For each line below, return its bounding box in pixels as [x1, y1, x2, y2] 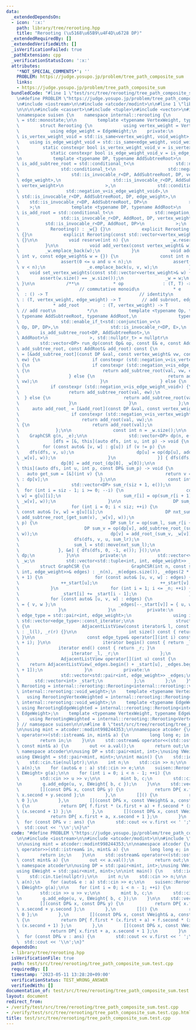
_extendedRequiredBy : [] [11, 36, 72, 42]
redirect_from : [6, 999, 43, 1005]
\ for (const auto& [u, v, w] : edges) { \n [16, 596, 153, 602]
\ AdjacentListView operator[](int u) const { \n [16, 656, 176, 662]
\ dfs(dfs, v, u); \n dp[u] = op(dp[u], [16, 449, 181, 455]
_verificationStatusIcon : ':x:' [11, 57, 90, 63]
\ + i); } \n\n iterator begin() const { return [16, 640, 184, 646]
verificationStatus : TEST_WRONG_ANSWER [11, 977, 108, 983]
